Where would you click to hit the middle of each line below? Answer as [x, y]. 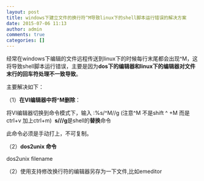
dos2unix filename [30, 159]
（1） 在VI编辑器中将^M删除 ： [43, 100]
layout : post [23, 12]
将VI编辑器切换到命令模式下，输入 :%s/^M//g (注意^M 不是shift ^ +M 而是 [98, 113]
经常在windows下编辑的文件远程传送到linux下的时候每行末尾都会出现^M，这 [102, 58]
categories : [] [26, 40]
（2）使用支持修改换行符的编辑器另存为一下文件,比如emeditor [84, 171]
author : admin [24, 29]
